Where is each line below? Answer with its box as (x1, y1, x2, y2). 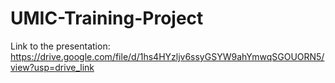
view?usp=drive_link (10, 61, 95, 73)
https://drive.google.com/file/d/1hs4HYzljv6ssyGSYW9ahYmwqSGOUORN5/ (10, 50, 325, 62)
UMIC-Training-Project (10, 7, 204, 30)
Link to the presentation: (10, 40, 111, 52)
